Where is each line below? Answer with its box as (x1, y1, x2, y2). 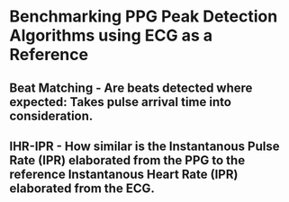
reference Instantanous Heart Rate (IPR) (9, 166, 239, 181)
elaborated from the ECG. (9, 180, 155, 196)
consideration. (9, 108, 94, 123)
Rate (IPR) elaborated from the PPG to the (9, 153, 246, 168)
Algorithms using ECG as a (9, 25, 213, 46)
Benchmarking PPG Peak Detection (9, 6, 278, 27)
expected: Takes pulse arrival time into (9, 94, 232, 110)
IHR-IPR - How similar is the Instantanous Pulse (9, 138, 280, 154)
